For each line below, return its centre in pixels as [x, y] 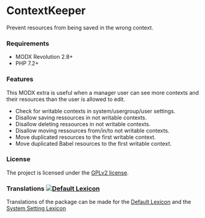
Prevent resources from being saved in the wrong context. [80, 28]
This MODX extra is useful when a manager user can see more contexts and [103, 92]
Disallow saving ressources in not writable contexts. [81, 118]
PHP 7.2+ [27, 63]
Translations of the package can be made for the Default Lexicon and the [99, 202]
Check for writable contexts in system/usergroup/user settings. [95, 111]
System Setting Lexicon [36, 208]
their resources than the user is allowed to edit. [66, 99]
